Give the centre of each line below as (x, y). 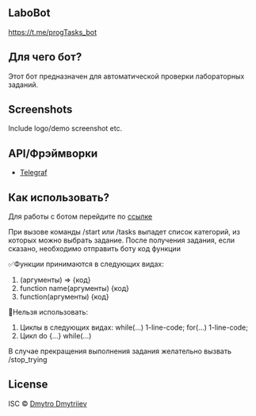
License (28, 385)
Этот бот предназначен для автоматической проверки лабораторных (126, 76)
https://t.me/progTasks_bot (53, 32)
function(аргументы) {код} (64, 297)
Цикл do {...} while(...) (55, 336)
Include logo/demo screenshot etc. (65, 128)
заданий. (23, 84)
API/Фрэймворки (53, 153)
